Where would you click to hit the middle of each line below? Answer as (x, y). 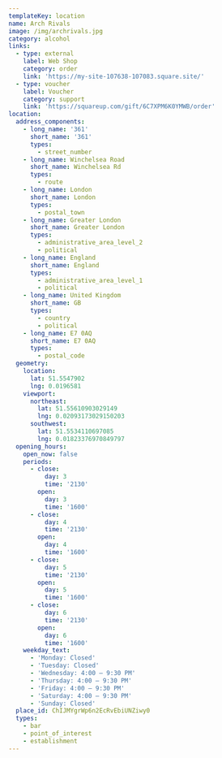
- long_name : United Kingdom (72, 296)
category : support (54, 99)
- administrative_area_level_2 (90, 243)
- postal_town (61, 212)
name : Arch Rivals (39, 24)
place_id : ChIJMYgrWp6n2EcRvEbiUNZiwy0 (83, 711)
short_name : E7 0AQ (62, 341)
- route (50, 182)
